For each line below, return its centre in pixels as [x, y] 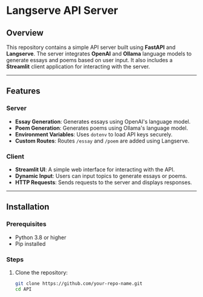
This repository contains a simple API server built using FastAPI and [91, 47]
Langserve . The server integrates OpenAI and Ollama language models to [99, 54]
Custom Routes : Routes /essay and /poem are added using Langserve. [102, 141]
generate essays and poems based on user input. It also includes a [90, 60]
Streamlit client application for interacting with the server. [78, 66]
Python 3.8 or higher [40, 237]
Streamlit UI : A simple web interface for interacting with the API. [95, 169]
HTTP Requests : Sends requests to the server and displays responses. [103, 182]
